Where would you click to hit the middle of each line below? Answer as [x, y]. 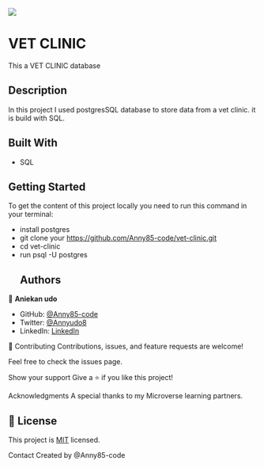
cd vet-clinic [40, 246]
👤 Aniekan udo [33, 299]
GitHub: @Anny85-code [59, 314]
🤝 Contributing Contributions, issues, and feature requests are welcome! [126, 346]
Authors [40, 280]
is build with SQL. [37, 118]
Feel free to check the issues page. [65, 362]
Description [38, 91]
